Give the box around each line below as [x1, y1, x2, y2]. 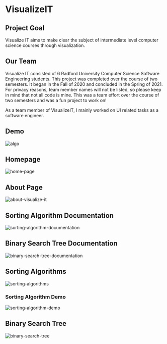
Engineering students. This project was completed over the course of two [5, 76, 157, 82]
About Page [5, 183, 43, 191]
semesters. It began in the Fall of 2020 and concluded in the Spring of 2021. [5, 81, 163, 87]
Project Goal [5, 24, 45, 32]
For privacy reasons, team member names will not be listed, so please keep [5, 86, 162, 92]
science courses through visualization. [5, 42, 86, 48]
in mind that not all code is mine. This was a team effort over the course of [5, 92, 159, 98]
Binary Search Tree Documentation [5, 239, 118, 248]
